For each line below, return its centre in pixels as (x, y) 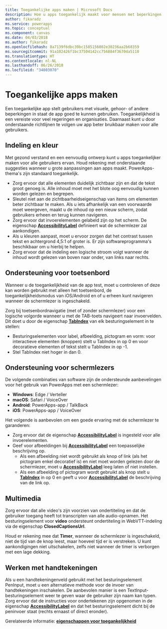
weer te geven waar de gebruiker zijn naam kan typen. (101, 596)
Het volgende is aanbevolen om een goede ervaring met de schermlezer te (82, 420)
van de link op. (35, 483)
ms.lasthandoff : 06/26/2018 (34, 65)
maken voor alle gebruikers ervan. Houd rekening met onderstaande (75, 163)
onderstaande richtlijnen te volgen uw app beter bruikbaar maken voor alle (82, 124)
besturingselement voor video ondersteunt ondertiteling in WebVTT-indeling (84, 521)
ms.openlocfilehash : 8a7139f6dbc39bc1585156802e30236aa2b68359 (72, 47)
